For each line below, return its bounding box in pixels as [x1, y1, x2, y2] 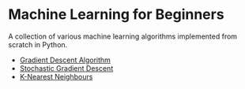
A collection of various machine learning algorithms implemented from [8, 32, 238, 41]
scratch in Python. [8, 39, 68, 49]
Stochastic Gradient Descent [19, 63, 114, 72]
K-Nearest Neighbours [19, 72, 93, 81]
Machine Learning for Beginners [8, 6, 224, 24]
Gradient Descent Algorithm [19, 55, 111, 65]
